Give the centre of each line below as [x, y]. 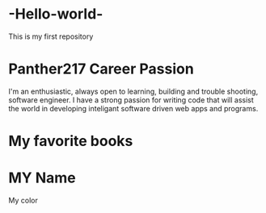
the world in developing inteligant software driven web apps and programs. [133, 108]
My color [23, 200]
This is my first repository [51, 36]
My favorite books [71, 141]
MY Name [42, 178]
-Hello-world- [56, 14]
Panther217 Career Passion [101, 69]
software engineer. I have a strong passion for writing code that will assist [131, 100]
